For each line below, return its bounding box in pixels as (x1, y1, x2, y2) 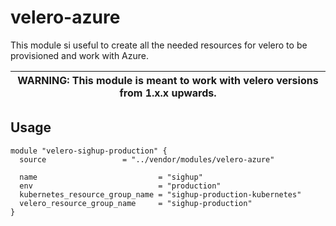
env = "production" (19, 181, 222, 191)
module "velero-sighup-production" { (10, 146, 168, 156)
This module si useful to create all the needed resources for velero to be (10, 39, 308, 51)
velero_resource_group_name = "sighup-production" (19, 198, 253, 208)
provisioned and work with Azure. (10, 49, 150, 61)
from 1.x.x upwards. (119, 86, 217, 100)
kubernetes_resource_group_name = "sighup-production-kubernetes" (19, 189, 302, 200)
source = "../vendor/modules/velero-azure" (19, 154, 275, 165)
